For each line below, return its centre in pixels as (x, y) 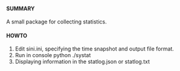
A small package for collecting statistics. (56, 22)
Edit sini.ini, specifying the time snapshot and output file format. (94, 49)
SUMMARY (21, 8)
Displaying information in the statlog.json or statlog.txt (82, 62)
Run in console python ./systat (53, 55)
